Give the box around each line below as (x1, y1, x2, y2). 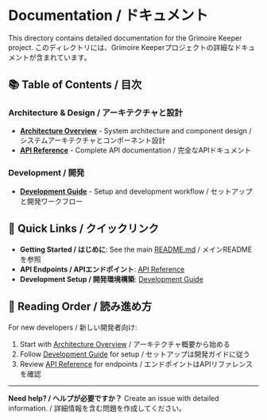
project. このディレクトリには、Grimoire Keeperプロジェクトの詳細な (8, 42, 234, 52)
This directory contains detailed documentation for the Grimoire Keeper (8, 33, 242, 43)
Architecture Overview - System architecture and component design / (19, 125, 252, 135)
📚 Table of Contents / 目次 (8, 78, 142, 91)
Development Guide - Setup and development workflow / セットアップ (19, 187, 253, 196)
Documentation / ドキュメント (8, 6, 209, 25)
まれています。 (42, 52, 91, 62)
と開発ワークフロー (19, 196, 83, 206)
